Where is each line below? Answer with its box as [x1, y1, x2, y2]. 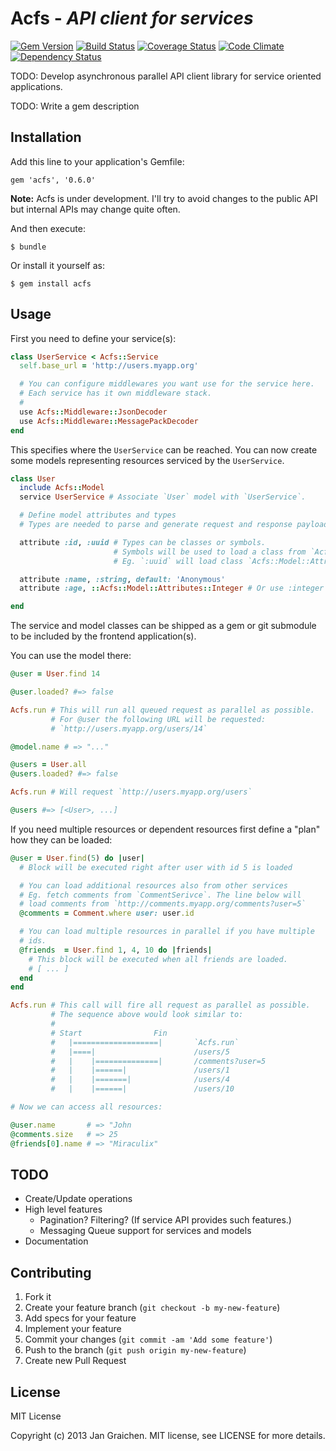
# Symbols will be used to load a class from [113, 547, 307, 557]
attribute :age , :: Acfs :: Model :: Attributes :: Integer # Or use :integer [19, 583, 325, 594]
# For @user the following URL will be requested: [50, 714, 267, 724]
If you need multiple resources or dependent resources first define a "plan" [10, 823, 321, 835]
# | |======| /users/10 [50, 1084, 235, 1094]
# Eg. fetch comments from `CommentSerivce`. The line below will [19, 890, 302, 900]
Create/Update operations [24, 1193, 133, 1205]
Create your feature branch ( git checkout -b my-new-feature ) [24, 1302, 281, 1314]
